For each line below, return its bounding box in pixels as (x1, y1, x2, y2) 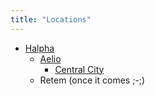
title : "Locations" (10, 14, 92, 25)
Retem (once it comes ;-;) (39, 74, 146, 86)
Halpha (24, 42, 55, 54)
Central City (54, 63, 105, 75)
